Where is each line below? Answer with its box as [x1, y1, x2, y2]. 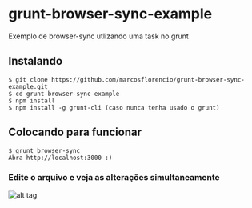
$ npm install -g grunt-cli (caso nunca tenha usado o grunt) [8, 103, 220, 112]
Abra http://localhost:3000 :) [8, 154, 113, 162]
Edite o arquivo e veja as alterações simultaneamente [8, 172, 220, 183]
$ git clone [8, 75, 48, 84]
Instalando [8, 54, 62, 68]
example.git [8, 82, 48, 90]
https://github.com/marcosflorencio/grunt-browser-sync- [50, 75, 246, 84]
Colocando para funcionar [8, 126, 142, 139]
